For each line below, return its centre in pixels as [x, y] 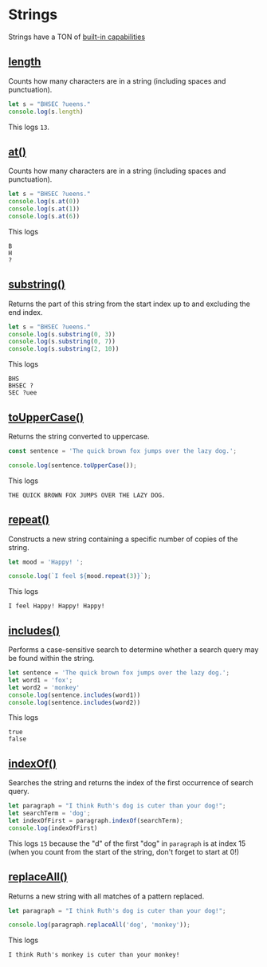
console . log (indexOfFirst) [53, 828]
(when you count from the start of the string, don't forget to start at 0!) [124, 851]
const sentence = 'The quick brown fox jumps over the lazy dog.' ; [123, 451]
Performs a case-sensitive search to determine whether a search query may [133, 650]
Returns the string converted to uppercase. [79, 436]
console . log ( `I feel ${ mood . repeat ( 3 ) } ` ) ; [80, 576]
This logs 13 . [29, 127]
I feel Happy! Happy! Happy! [57, 606]
